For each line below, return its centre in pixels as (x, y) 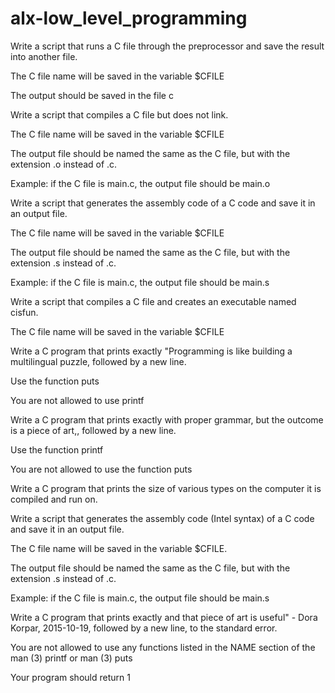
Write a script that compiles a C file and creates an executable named (153, 301)
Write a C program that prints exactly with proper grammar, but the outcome (167, 419)
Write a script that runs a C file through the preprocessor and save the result (167, 46)
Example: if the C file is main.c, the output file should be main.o (140, 183)
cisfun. (24, 312)
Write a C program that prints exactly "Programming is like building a (151, 351)
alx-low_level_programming (129, 18)
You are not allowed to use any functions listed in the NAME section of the (163, 647)
